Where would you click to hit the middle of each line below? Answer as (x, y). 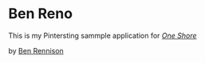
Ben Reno (41, 14)
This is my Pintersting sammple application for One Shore (102, 35)
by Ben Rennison (36, 50)
